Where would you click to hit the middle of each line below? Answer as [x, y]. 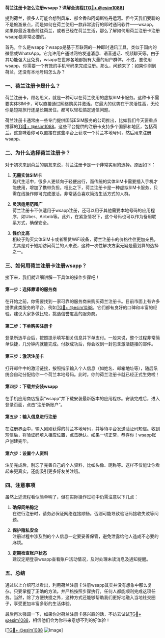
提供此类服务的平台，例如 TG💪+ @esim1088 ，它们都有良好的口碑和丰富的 [79, 307]
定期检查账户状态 [29, 553]
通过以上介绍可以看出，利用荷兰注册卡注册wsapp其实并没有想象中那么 [76, 585]
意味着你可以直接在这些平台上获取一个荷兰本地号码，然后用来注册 [84, 133]
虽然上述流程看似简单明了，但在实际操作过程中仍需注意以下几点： [72, 497]
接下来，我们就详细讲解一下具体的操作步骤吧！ [52, 277]
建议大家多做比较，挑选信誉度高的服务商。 [56, 314]
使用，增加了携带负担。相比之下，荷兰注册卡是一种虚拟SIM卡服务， [85, 188]
